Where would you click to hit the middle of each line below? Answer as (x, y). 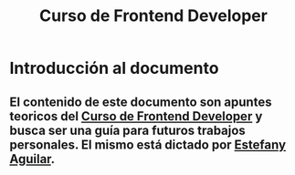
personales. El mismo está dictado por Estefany (147, 144)
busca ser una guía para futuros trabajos (128, 130)
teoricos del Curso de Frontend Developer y (136, 116)
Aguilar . (32, 159)
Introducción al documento (114, 68)
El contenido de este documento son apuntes (141, 102)
